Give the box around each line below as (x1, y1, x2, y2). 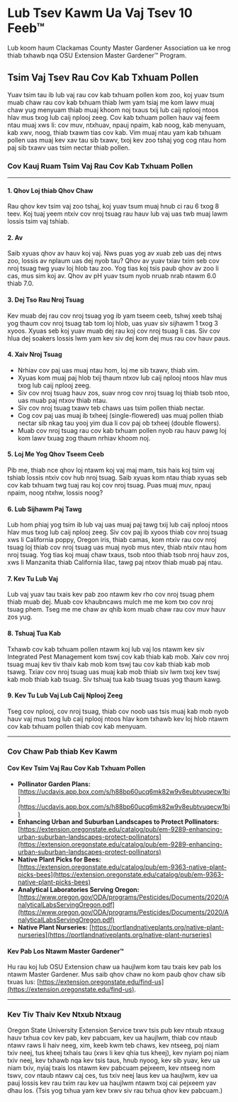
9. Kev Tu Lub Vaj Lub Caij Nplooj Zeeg (7, 691, 123, 700)
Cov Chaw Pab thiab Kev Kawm (7, 746, 118, 756)
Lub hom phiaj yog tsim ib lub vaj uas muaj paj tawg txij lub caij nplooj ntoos (7, 520, 229, 529)
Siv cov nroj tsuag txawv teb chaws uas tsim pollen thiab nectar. (17, 403, 205, 412)
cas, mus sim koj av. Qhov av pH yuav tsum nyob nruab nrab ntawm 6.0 (7, 272, 217, 280)
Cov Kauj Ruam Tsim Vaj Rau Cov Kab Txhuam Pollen (7, 161, 193, 171)
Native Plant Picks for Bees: (17, 855, 101, 864)
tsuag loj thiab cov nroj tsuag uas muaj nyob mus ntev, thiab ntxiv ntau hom (7, 543, 227, 551)
